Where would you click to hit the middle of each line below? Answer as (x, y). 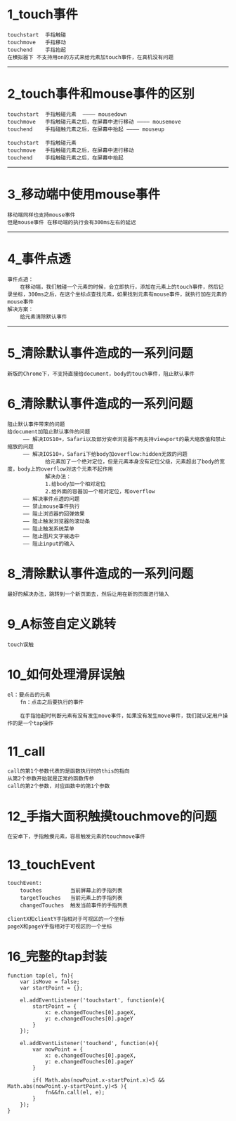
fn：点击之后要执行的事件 (52, 702)
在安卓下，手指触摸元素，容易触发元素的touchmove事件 (77, 837)
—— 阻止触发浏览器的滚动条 (57, 521)
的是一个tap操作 (33, 723)
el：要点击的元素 (29, 695)
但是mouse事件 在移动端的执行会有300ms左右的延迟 (72, 222)
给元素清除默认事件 (44, 317)
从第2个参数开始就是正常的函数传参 (51, 779)
